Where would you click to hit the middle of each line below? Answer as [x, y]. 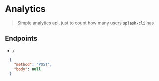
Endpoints [21, 39]
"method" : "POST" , [33, 64]
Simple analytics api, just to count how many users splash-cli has [86, 23]
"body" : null [28, 69]
